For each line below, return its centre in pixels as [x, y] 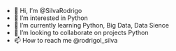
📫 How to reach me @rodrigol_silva [66, 40]
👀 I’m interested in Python [51, 18]
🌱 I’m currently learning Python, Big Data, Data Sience [91, 25]
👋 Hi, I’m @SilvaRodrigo [48, 11]
